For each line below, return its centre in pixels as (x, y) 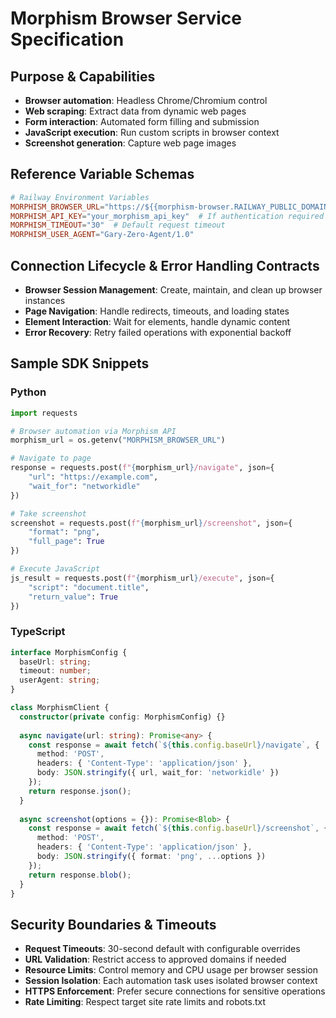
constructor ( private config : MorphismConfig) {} (122, 717)
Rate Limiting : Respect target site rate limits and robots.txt (145, 1002)
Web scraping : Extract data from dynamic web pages (135, 111)
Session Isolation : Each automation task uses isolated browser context (171, 981)
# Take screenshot (48, 513)
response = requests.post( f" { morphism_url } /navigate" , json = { (142, 468)
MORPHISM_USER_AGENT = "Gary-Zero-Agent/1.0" (102, 235)
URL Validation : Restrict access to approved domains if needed (155, 959)
